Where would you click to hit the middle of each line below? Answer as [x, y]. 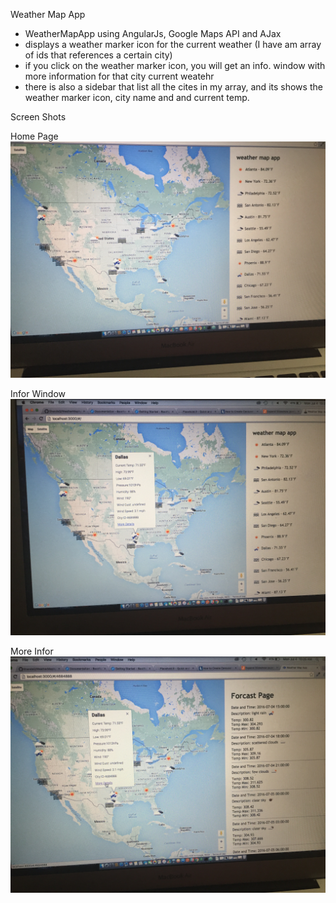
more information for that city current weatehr [119, 76]
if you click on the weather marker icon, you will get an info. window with [175, 65]
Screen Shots [38, 117]
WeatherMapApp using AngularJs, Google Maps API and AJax [153, 33]
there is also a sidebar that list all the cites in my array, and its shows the [173, 87]
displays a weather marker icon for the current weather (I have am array [173, 44]
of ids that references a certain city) [98, 55]
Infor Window [38, 393]
